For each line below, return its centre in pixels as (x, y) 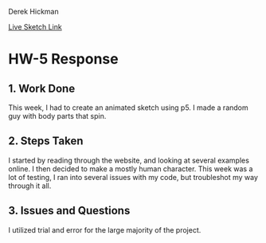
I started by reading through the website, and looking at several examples (129, 160)
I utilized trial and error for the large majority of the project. (105, 229)
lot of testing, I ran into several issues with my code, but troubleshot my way (133, 177)
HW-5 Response (63, 59)
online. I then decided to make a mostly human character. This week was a (131, 169)
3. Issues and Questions (69, 211)
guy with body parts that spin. (57, 116)
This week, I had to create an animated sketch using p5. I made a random (128, 108)
